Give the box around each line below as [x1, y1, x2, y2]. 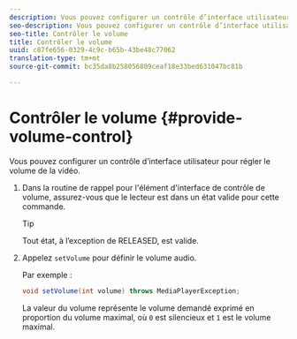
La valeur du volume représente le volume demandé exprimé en [21, 302, 255, 313]
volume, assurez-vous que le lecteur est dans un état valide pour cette [21, 192, 280, 202]
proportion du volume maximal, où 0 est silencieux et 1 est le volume [21, 312, 271, 322]
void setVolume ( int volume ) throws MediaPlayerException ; [21, 286, 240, 296]
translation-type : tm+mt [9, 54, 101, 63]
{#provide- [160, 108, 243, 128]
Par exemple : [21, 269, 72, 280]
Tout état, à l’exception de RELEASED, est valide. [21, 235, 199, 245]
